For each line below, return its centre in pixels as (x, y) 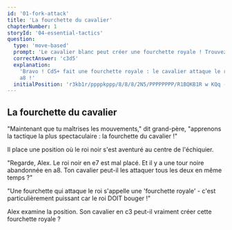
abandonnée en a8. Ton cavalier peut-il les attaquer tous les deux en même (115, 171)
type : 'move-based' (41, 46)
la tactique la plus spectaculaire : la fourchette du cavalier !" (93, 136)
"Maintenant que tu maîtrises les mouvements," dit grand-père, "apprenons (114, 129)
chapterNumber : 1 (32, 26)
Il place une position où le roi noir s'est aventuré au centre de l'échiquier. (110, 150)
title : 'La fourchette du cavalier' (60, 20)
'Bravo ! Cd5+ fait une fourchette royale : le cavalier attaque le (120, 71)
